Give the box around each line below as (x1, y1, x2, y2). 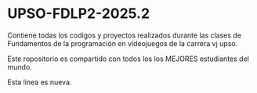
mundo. (7, 62, 32, 71)
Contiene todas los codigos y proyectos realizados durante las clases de (7, 30, 242, 40)
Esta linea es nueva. (7, 77, 72, 87)
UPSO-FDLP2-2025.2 (7, 5, 150, 23)
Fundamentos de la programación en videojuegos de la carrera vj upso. (7, 38, 238, 48)
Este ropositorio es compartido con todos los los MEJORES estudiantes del (7, 54, 250, 63)
